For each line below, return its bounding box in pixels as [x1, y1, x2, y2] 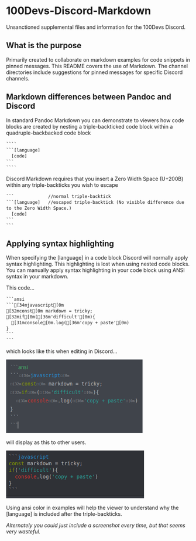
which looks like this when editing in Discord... [6, 348, 118, 355]
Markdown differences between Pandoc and [6, 92, 171, 102]
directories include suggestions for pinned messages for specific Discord [6, 69, 183, 76]
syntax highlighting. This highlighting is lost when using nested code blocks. [6, 260, 190, 268]
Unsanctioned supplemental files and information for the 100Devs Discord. [6, 23, 186, 31]
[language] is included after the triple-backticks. [6, 510, 122, 518]
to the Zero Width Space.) [6, 205, 72, 211]
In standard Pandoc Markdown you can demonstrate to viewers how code [6, 116, 184, 124]
